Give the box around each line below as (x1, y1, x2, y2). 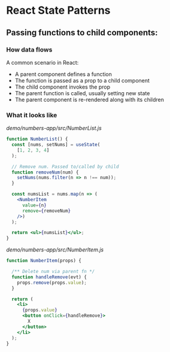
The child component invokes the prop (14, 83, 111, 90)
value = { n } (22, 202, 47, 208)
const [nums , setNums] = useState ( (11, 142, 101, 148)
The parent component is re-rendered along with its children (14, 96, 165, 103)
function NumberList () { (6, 136, 68, 142)
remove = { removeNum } (22, 208, 71, 214)
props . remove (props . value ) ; (17, 280, 87, 286)
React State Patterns (6, 4, 111, 17)
